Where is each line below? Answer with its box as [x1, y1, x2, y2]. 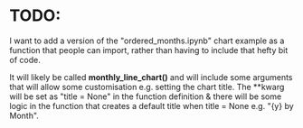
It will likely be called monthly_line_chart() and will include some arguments [9, 71, 293, 82]
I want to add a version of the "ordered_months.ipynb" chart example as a [9, 35, 285, 46]
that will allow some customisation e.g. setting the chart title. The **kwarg [9, 81, 285, 92]
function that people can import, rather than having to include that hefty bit [9, 44, 289, 55]
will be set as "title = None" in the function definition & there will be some [9, 91, 282, 102]
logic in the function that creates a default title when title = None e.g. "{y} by [9, 100, 294, 111]
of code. [9, 54, 41, 65]
